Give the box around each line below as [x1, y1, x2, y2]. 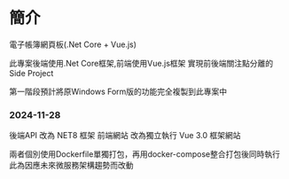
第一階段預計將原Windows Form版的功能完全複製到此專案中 [9, 86, 228, 97]
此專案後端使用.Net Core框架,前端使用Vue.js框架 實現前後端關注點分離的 [9, 58, 273, 68]
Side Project [9, 67, 54, 78]
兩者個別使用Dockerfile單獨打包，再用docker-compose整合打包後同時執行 [9, 149, 281, 160]
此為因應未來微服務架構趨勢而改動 [9, 160, 134, 171]
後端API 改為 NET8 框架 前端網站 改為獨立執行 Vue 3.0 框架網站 [9, 130, 241, 141]
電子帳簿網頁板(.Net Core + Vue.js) [9, 39, 137, 50]
